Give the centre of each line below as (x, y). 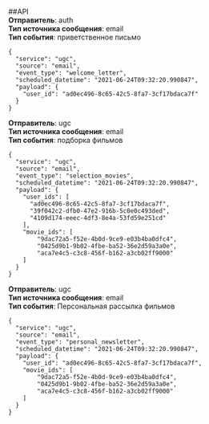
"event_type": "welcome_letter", (71, 73)
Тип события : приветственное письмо (75, 37)
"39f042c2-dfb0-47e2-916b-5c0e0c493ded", (100, 211)
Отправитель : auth (41, 20)
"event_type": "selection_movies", (75, 176)
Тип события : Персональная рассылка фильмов (92, 306)
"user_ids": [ (46, 197)
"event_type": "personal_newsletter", (80, 342)
